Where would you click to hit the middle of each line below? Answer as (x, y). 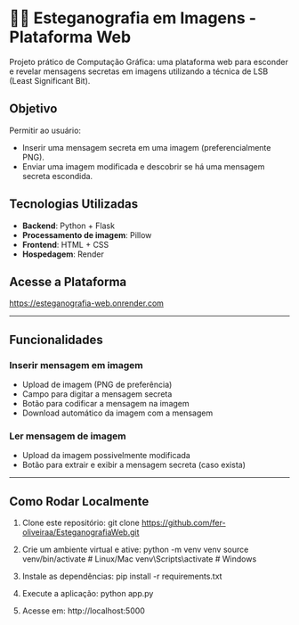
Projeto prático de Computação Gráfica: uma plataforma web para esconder (149, 62)
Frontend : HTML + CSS (65, 244)
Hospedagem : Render (63, 254)
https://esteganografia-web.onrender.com (87, 303)
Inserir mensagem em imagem (77, 365)
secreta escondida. (57, 176)
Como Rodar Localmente (79, 502)
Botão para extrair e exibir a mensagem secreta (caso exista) (134, 465)
